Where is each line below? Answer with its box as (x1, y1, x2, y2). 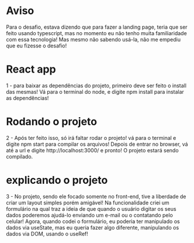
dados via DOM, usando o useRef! (6, 230, 89, 237)
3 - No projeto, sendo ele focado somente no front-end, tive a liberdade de (6, 193, 186, 200)
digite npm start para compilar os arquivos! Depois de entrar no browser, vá (6, 141, 188, 148)
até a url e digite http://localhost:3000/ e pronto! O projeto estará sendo (6, 146, 179, 153)
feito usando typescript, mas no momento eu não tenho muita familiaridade (6, 29, 187, 36)
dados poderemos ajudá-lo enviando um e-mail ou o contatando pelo (6, 211, 174, 218)
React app (6, 63, 57, 76)
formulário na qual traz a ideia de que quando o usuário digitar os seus (6, 205, 176, 212)
